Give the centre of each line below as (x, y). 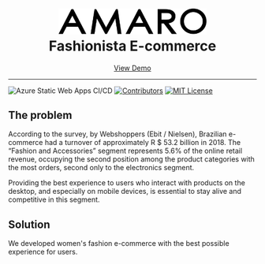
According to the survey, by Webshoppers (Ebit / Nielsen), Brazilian (118, 134)
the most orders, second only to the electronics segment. (101, 168)
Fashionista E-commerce (132, 46)
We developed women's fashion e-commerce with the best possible (119, 244)
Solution (29, 224)
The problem (40, 115)
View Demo (132, 68)
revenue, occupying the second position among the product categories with (131, 159)
